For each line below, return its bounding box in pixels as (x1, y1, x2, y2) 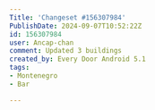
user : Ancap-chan (9, 38, 74, 47)
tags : (9, 63, 30, 72)
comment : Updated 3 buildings (9, 47, 123, 55)
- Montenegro (9, 72, 58, 80)
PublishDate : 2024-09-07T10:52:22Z (9, 21, 142, 30)
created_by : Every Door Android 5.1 (9, 55, 146, 63)
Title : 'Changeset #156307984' (9, 13, 126, 22)
